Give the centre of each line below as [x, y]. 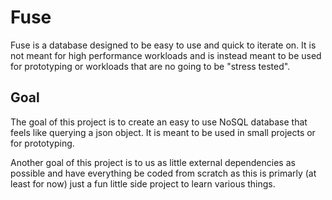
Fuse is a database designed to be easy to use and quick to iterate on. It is [163, 45]
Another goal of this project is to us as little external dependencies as [153, 162]
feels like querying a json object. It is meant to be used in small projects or [163, 132]
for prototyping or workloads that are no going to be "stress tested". [150, 66]
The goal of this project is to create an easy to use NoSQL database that [159, 122]
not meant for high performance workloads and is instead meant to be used [166, 55]
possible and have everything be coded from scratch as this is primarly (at [163, 173]
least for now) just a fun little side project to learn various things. [143, 183]
